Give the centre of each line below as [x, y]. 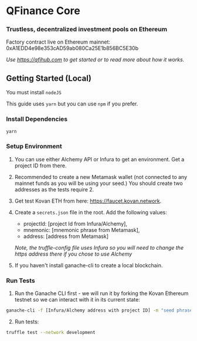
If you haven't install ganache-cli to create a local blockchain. [89, 265]
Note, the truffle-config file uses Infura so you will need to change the [99, 247]
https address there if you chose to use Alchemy [73, 254]
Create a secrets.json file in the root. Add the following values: [91, 212]
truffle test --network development [51, 332]
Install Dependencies [37, 119]
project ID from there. [40, 165]
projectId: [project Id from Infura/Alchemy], [75, 224]
